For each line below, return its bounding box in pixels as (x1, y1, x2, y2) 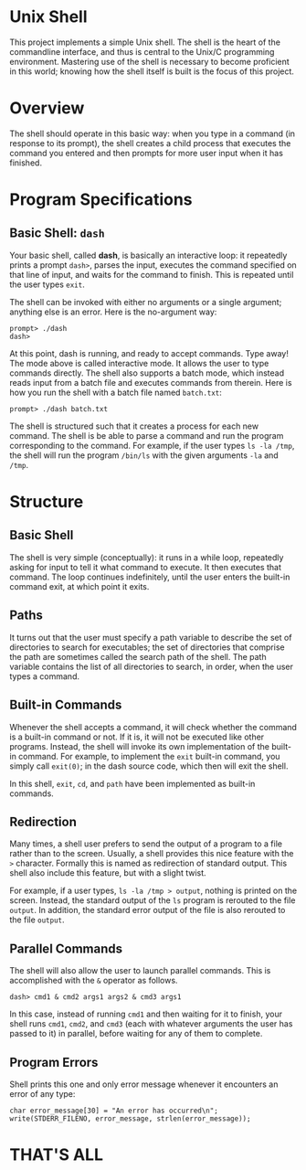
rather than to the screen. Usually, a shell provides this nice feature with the (9, 848, 294, 859)
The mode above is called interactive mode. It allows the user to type (9, 357, 269, 368)
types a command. (9, 670, 80, 682)
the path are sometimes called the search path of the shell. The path (9, 651, 267, 662)
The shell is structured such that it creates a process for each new (9, 420, 259, 431)
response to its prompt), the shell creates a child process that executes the (9, 137, 291, 148)
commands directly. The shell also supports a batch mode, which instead (9, 367, 285, 378)
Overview (9, 98, 85, 119)
